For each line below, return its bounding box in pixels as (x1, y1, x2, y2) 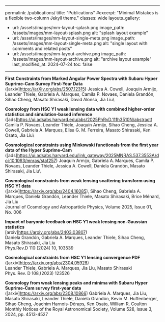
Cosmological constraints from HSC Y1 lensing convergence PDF (5, 255, 140, 260)
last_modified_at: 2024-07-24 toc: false (12, 61, 93, 67)
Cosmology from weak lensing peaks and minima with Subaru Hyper (5, 280, 148, 285)
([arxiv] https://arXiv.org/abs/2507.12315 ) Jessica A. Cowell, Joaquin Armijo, (5, 86, 158, 92)
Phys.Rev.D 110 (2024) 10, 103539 (5, 245, 74, 251)
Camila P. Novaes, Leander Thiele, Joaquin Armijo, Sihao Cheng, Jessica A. (5, 122, 158, 127)
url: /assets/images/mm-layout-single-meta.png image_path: (12, 35, 136, 41)
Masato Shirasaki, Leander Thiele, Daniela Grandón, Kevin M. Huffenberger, (5, 296, 158, 301)
